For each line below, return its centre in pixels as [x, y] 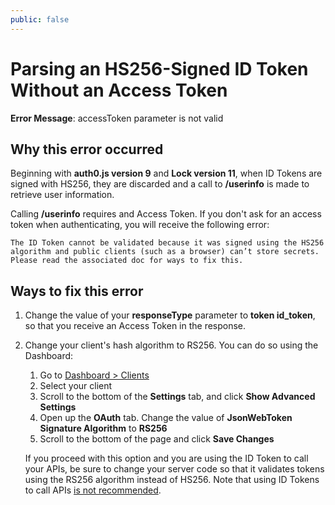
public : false [40, 19]
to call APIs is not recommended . [93, 490]
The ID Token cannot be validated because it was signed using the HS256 [167, 243]
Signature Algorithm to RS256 [103, 428]
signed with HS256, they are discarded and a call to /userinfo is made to [160, 184]
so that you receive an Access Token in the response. [135, 326]
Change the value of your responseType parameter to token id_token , [170, 315]
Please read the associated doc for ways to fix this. [127, 261]
